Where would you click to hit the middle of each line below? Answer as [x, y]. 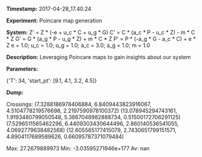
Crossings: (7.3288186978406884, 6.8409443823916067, [79, 104]
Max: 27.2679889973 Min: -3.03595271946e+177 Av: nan [78, 148]
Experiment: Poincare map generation [54, 20]
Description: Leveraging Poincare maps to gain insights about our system [99, 57]
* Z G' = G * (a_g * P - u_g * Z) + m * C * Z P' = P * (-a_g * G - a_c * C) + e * [101, 39]
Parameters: [22, 69]
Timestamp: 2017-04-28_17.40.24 [49, 9]
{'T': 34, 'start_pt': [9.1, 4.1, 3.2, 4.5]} [52, 81]
